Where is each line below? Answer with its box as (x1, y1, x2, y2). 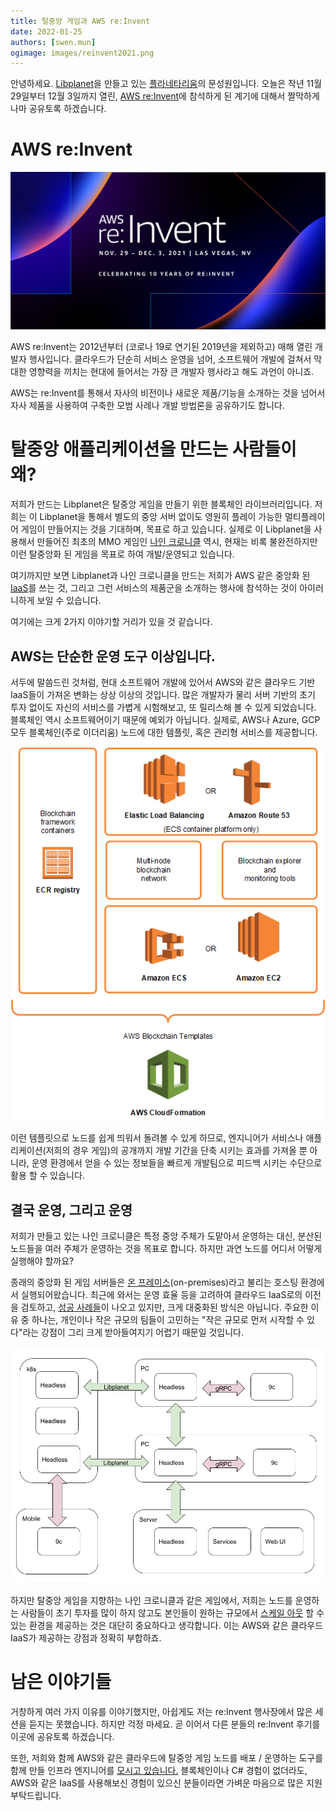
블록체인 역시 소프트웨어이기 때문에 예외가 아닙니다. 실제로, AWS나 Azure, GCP (10, 713, 321, 725)
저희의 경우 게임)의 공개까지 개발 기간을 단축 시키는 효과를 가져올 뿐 (45, 1145, 308, 1157)
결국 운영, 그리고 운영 (10, 1201, 133, 1219)
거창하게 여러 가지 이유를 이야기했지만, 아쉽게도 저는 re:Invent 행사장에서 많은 (10, 1705, 313, 1717)
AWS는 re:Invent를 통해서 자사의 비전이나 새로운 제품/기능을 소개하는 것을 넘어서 (10, 387, 326, 399)
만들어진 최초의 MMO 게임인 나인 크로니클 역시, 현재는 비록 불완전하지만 (36, 536, 318, 548)
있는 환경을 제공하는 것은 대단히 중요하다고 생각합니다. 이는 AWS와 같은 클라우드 (10, 1619, 324, 1631)
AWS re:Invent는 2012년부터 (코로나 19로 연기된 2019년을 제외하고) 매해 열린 (10, 341, 313, 353)
